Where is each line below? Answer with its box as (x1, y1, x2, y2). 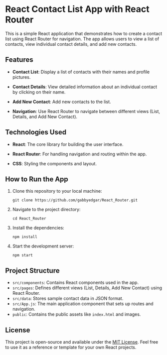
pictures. (12, 74, 31, 80)
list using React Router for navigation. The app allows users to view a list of (5, 36, 160, 42)
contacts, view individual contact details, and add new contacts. (5, 41, 137, 47)
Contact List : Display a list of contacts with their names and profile (12, 69, 150, 75)
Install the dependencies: (12, 225, 65, 231)
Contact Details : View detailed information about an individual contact (12, 84, 158, 90)
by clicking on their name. (12, 89, 66, 95)
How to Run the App (5, 175, 68, 183)
